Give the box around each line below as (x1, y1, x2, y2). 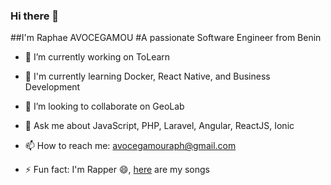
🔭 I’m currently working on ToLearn (24, 51, 171, 63)
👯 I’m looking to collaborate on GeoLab (24, 100, 185, 113)
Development (24, 81, 81, 93)
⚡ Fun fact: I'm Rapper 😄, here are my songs (24, 164, 211, 176)
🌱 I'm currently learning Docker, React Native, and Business (24, 70, 271, 83)
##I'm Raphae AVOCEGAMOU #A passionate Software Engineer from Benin (10, 32, 322, 44)
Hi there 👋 (10, 9, 60, 23)
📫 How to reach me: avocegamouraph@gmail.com (24, 140, 237, 152)
